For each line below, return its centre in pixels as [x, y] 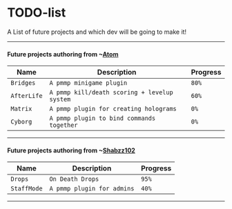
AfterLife [27, 96]
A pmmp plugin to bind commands [103, 118]
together [64, 125]
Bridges [23, 83]
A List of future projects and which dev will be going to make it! [97, 32]
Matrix [21, 109]
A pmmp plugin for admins [92, 189]
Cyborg [21, 122]
